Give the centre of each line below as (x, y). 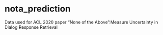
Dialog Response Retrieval (31, 27)
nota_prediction (38, 9)
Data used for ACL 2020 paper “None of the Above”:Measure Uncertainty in (81, 22)
